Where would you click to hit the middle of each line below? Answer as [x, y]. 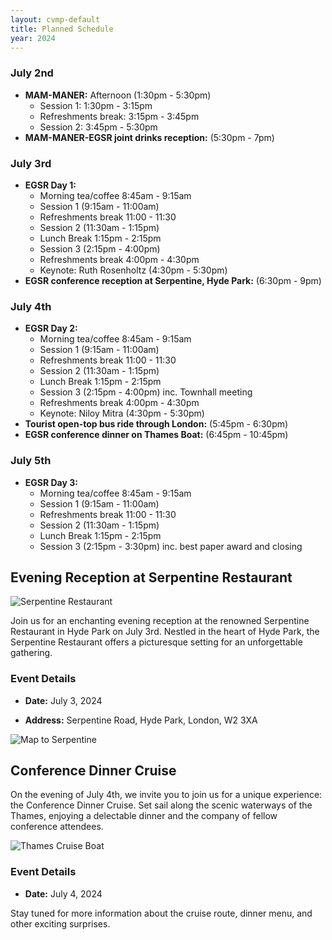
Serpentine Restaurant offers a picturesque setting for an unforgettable [156, 642]
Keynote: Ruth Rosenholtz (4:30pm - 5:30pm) [133, 270]
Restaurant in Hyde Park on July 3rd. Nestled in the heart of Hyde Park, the [165, 632]
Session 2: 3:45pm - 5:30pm [98, 127]
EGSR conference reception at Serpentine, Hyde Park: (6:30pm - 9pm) [173, 280]
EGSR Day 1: [50, 185]
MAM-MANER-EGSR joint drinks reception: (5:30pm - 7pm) [149, 137]
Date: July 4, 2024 [63, 893]
